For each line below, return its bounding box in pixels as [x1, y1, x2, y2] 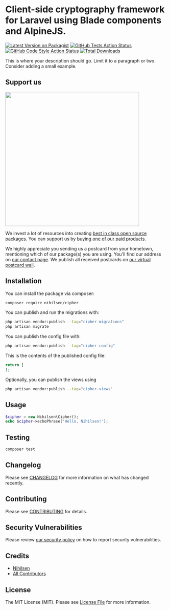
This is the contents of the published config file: [5, 352, 106, 359]
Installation [5, 277, 42, 285]
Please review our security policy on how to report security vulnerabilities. [5, 537, 161, 543]
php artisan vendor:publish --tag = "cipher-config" [5, 343, 115, 349]
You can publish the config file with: [5, 333, 81, 340]
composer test [5, 447, 36, 452]
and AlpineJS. [5, 26, 66, 37]
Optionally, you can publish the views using [5, 376, 96, 383]
